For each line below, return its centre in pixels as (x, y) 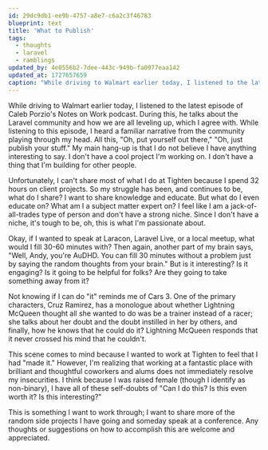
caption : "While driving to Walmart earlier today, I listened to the (128, 82)
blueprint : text (35, 23)
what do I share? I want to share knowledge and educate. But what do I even (134, 197)
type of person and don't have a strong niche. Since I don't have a (150, 214)
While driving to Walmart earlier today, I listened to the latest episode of (126, 106)
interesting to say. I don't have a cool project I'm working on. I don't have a (131, 156)
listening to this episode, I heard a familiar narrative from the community (126, 131)
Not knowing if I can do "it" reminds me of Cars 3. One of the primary (122, 296)
